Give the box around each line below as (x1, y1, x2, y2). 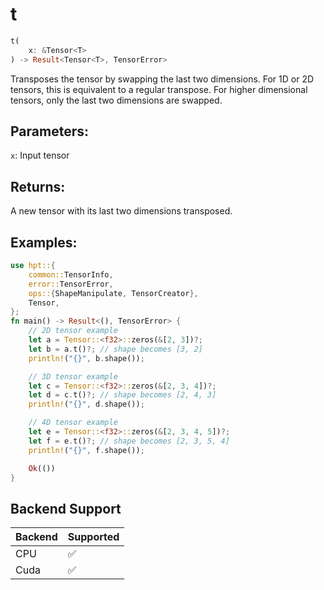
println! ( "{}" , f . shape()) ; (28, 445, 145, 455)
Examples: (10, 234, 78, 251)
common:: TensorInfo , (28, 269, 114, 280)
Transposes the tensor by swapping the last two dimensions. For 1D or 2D (10, 73, 315, 85)
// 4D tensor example (28, 418, 118, 428)
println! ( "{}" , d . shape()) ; (28, 399, 145, 410)
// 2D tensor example (28, 326, 118, 336)
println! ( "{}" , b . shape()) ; (28, 353, 145, 363)
